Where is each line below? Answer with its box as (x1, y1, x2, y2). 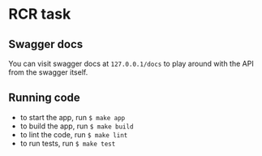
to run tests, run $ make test (19, 138, 116, 148)
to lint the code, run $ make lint (19, 129, 128, 139)
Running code (8, 91, 81, 105)
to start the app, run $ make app (19, 112, 126, 122)
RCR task (8, 5, 71, 24)
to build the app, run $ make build (19, 121, 134, 131)
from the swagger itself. (8, 67, 88, 77)
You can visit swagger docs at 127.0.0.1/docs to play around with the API (8, 58, 254, 68)
